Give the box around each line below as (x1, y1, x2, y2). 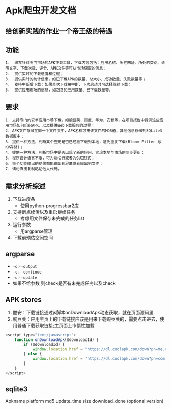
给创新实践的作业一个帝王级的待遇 (5, 27, 112, 35)
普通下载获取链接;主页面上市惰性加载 (17, 322, 95, 328)
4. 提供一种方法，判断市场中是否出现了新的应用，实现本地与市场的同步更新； (5, 150, 145, 155)
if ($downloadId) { (23, 342, 65, 347)
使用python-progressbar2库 (20, 202, 79, 209)
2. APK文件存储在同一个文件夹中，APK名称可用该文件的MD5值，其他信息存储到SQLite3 (5, 128, 162, 133)
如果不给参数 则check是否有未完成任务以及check (12, 280, 116, 286)
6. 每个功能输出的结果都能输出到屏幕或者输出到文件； (5, 161, 103, 166)
